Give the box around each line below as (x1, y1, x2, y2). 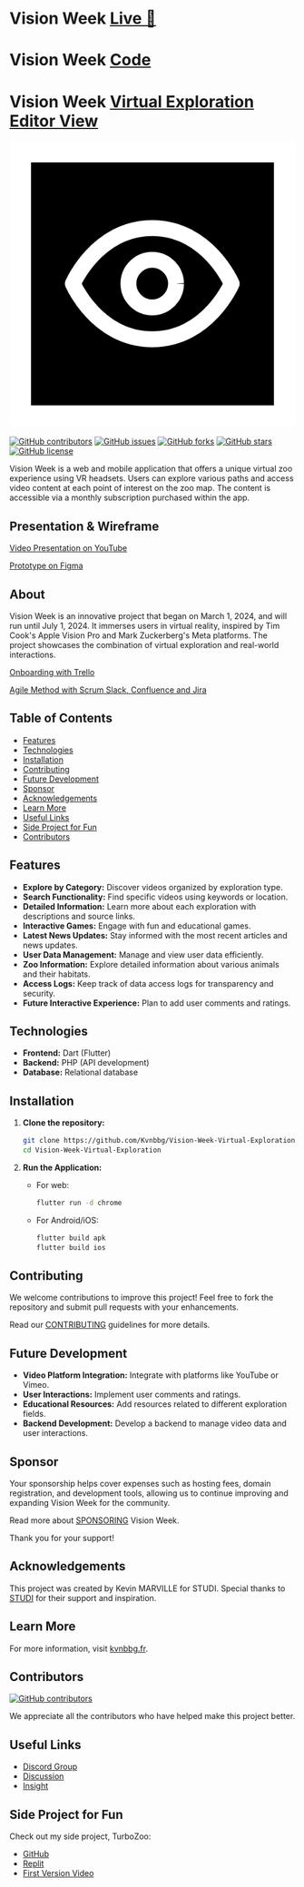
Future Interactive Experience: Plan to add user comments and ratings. (22, 998, 291, 1008)
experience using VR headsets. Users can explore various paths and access (9, 473, 294, 484)
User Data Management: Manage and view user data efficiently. (22, 948, 264, 960)
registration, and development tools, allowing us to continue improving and (9, 1488, 289, 1499)
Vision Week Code (9, 50, 152, 71)
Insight (22, 1781, 49, 1792)
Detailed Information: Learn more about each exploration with (22, 900, 257, 911)
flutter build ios (35, 1243, 106, 1252)
